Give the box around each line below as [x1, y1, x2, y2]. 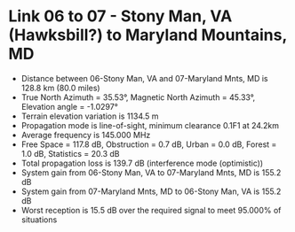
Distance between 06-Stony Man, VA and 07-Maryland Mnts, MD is [20, 73, 268, 83]
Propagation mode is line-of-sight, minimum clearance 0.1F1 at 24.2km [20, 120, 280, 130]
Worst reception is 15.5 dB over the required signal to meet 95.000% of [20, 205, 282, 215]
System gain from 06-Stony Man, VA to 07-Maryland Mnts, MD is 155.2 [20, 166, 282, 178]
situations [20, 214, 58, 225]
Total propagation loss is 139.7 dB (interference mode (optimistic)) [20, 158, 264, 168]
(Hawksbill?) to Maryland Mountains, [8, 25, 288, 45]
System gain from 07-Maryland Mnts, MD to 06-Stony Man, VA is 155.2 [20, 186, 282, 197]
